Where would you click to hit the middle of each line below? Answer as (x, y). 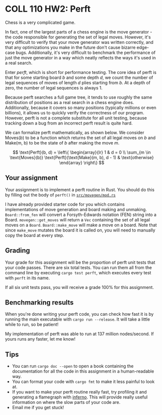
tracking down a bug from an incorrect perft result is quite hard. (69, 123)
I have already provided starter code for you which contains (65, 204)
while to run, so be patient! (32, 325)
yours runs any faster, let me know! (40, 339)
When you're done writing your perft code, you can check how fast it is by (80, 314)
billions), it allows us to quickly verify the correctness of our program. (75, 112)
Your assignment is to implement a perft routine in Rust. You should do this (80, 189)
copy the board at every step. (35, 235)
